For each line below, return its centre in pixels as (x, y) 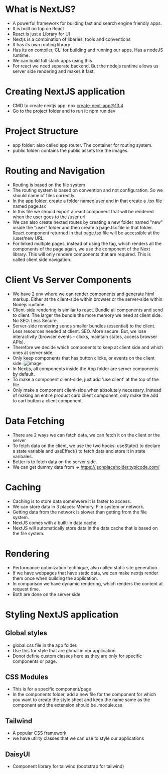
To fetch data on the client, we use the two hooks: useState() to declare (86, 446)
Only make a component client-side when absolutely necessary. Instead (87, 390)
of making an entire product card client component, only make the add (85, 395)
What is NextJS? (41, 9)
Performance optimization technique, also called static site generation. (86, 567)
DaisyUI (18, 754)
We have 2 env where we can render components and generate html (83, 294)
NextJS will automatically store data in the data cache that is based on (85, 528)
